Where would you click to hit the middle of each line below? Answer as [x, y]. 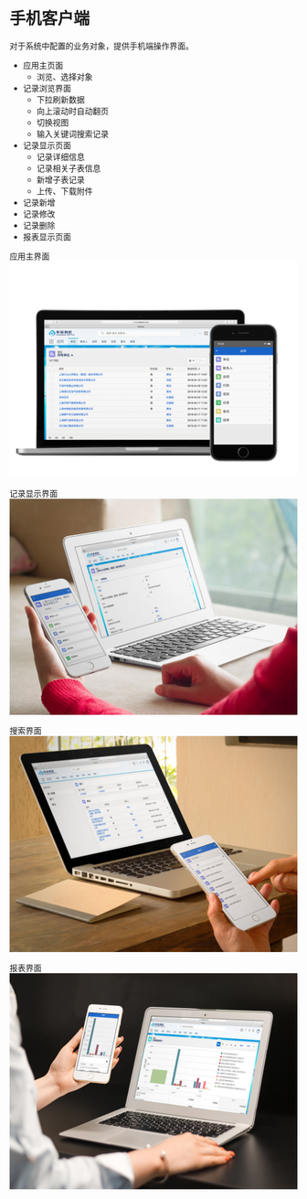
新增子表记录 [60, 179]
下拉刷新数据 [60, 99]
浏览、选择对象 [64, 76]
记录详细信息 [60, 156]
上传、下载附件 [64, 191]
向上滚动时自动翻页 [73, 111]
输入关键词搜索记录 [73, 134]
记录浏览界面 [47, 88]
